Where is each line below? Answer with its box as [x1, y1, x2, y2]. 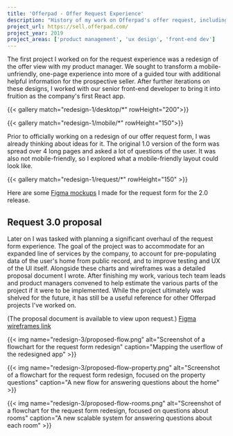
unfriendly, [7, 70, 38, 78]
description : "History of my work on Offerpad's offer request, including [7, 17, 228, 24]
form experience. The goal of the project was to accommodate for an [7, 242, 205, 250]
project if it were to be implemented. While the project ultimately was [7, 286, 204, 294]
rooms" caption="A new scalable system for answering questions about [7, 414, 213, 422]
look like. [7, 162, 33, 170]
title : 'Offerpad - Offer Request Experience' [7, 10, 144, 17]
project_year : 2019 [7, 29, 64, 37]
